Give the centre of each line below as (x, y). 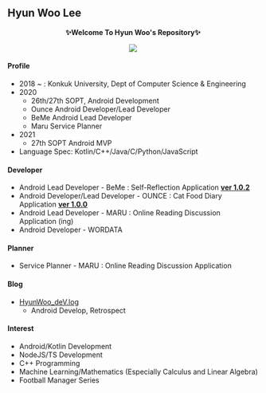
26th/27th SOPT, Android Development (95, 101)
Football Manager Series (59, 380)
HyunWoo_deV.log (49, 301)
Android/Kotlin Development (65, 346)
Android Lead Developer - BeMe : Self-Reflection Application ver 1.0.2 (134, 187)
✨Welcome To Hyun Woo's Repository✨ (133, 32)
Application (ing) (46, 222)
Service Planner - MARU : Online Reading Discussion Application (125, 265)
